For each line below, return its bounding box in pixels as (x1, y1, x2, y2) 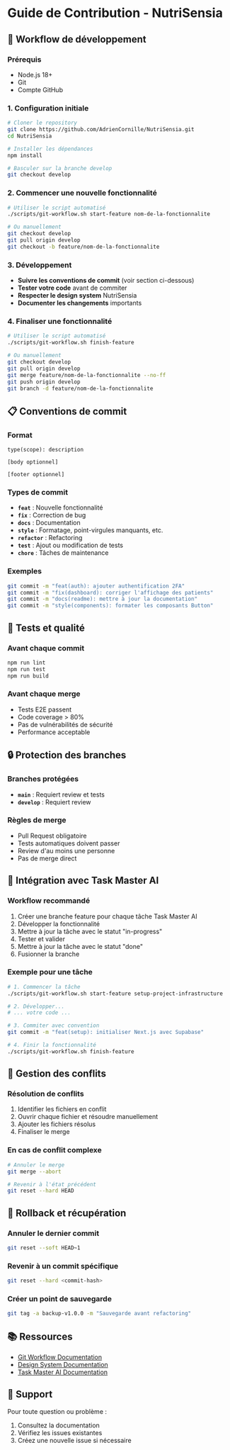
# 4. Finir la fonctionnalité (7, 1042, 97, 1049)
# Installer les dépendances (7, 145, 93, 152)
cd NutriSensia (7, 133, 52, 140)
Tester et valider (17, 934, 66, 943)
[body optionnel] (7, 459, 59, 466)
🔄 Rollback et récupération (7, 1207, 127, 1219)
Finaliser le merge (17, 1128, 70, 1136)
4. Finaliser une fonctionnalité (7, 317, 113, 327)
